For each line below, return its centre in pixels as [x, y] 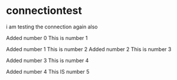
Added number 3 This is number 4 [47, 60]
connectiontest [44, 11]
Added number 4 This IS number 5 [48, 71]
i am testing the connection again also [52, 27]
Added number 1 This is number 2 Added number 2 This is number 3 [89, 49]
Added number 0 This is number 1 [47, 38]
